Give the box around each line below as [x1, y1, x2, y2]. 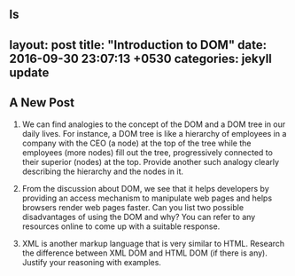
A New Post [9, 95, 75, 110]
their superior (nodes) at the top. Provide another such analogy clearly [21, 156, 280, 167]
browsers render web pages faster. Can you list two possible [21, 201, 245, 212]
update [9, 65, 50, 80]
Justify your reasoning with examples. [21, 256, 162, 267]
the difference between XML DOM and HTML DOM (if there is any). [21, 248, 268, 258]
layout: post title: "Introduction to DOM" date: [9, 37, 268, 52]
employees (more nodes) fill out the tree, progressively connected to [21, 146, 273, 158]
